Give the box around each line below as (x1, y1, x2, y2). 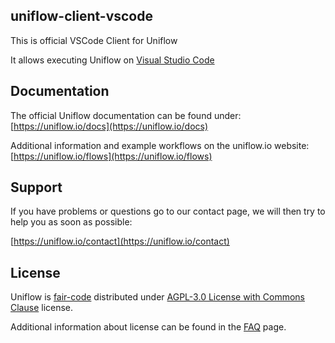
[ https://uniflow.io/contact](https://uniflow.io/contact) (10, 235, 230, 248)
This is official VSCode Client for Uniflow (10, 34, 178, 46)
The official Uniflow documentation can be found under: (10, 109, 242, 121)
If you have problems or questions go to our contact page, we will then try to (10, 205, 326, 218)
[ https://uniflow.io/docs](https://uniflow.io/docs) (10, 120, 209, 132)
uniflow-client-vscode (10, 8, 153, 25)
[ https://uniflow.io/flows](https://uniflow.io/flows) (10, 150, 213, 162)
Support (10, 179, 63, 196)
